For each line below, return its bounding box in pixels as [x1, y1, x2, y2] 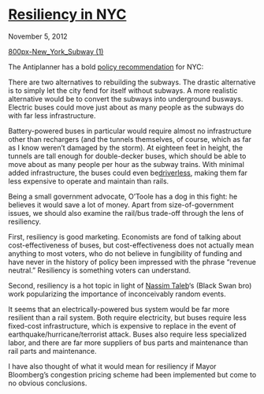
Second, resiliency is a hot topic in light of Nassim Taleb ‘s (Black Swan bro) [8, 281, 252, 290]
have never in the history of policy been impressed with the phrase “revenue [8, 257, 256, 266]
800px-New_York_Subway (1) [8, 46, 104, 56]
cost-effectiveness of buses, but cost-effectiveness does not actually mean [8, 240, 255, 250]
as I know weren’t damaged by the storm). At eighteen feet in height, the [8, 143, 244, 152]
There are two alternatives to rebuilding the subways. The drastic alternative [8, 77, 256, 87]
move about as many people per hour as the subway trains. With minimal [8, 159, 244, 169]
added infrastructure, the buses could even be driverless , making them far [8, 168, 248, 177]
